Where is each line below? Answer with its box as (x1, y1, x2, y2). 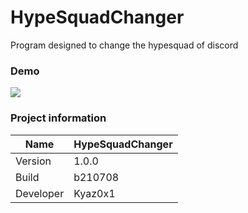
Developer (15, 186, 65, 200)
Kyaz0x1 (73, 186, 116, 200)
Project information (10, 111, 107, 125)
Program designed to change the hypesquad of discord (10, 39, 239, 51)
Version (15, 154, 52, 168)
